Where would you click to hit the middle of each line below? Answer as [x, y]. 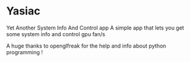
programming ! [25, 52]
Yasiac [23, 11]
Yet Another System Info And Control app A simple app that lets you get [95, 28]
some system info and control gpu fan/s [56, 34]
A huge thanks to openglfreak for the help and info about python [86, 46]
